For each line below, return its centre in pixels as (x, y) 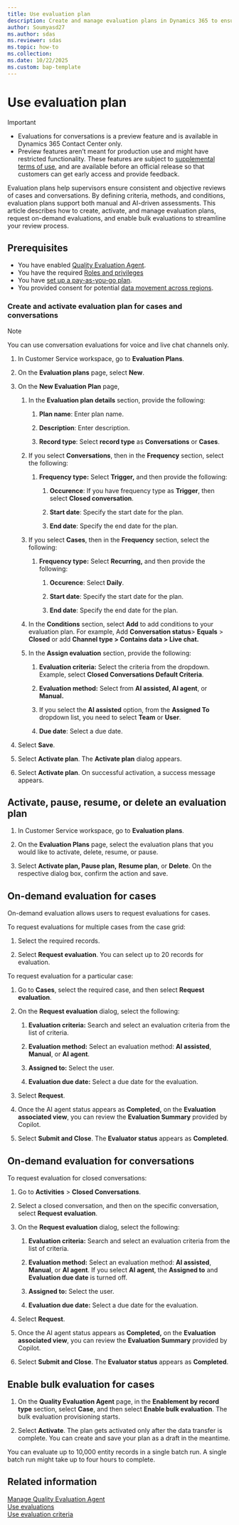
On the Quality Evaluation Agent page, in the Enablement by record (118, 1401)
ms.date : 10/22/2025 (38, 61)
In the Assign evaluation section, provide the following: (110, 653)
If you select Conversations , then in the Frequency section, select (126, 455)
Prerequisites (38, 248)
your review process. (38, 226)
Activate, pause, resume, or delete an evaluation (117, 802)
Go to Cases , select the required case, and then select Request (111, 990)
